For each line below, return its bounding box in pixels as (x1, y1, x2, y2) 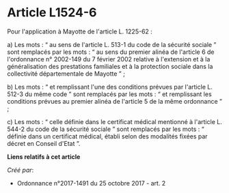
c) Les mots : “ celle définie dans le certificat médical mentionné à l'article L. (7, 117, 222, 125)
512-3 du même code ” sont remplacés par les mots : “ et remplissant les (7, 90, 212, 98)
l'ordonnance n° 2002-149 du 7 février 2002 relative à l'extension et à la (7, 55, 211, 63)
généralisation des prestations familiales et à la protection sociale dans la (7, 62, 213, 70)
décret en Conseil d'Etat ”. (7, 139, 81, 147)
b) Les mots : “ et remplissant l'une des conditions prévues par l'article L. (7, 83, 213, 91)
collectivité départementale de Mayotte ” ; (7, 70, 125, 78)
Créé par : (7, 166, 34, 174)
